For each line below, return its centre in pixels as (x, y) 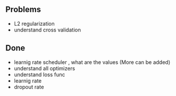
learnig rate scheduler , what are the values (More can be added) (92, 62)
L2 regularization (34, 23)
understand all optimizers (44, 68)
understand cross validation (47, 30)
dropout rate (29, 87)
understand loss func (39, 74)
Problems (23, 10)
